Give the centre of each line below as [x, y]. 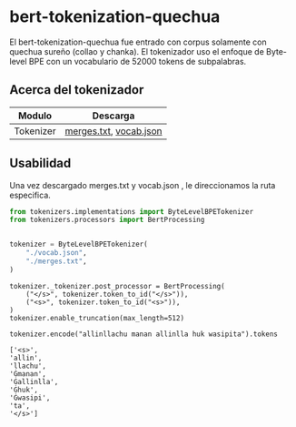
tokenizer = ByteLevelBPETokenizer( [79, 244]
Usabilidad [40, 163]
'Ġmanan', [28, 374]
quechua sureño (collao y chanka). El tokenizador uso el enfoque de [137, 51]
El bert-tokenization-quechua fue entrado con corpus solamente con [138, 42]
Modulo [35, 116]
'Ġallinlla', [34, 381]
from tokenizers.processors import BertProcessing [107, 220]
